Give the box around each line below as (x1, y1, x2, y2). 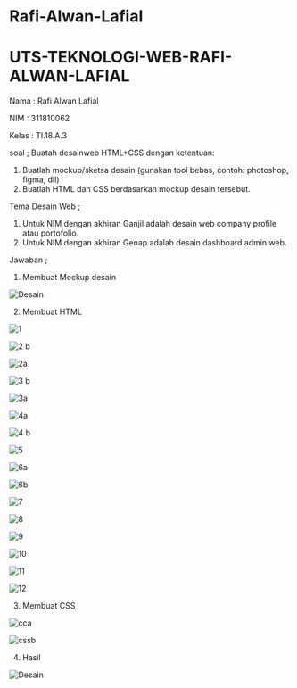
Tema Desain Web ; (9, 201, 81, 211)
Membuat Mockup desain (21, 272, 117, 283)
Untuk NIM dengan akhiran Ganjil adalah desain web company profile (21, 219, 277, 229)
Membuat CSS (21, 601, 76, 611)
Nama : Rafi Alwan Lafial (9, 95, 99, 106)
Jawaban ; (9, 254, 48, 265)
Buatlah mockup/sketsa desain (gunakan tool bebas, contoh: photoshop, (21, 165, 289, 176)
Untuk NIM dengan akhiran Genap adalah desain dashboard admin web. (21, 237, 287, 248)
